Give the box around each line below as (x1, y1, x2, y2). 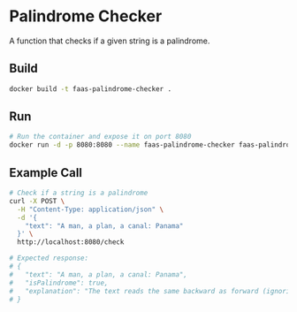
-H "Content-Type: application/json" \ (17, 205, 164, 214)
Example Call (9, 165, 82, 180)
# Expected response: (9, 254, 89, 263)
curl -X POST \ (9, 196, 65, 205)
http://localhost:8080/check (17, 238, 125, 247)
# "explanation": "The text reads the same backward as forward (9, 286, 259, 295)
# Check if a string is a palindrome (9, 188, 148, 197)
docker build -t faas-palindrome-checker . (9, 84, 172, 94)
